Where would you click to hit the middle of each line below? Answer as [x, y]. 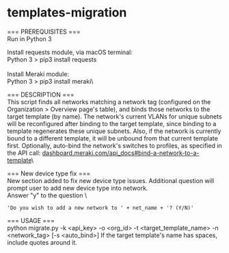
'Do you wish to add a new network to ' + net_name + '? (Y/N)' [100, 208]
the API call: [24, 153]
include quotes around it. [42, 242]
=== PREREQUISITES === [44, 32]
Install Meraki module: [38, 74]
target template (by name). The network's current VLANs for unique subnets [114, 116]
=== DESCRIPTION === [41, 95]
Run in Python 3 [30, 38]
